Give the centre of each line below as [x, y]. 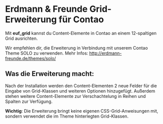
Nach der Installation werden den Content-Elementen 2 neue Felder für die [81, 86]
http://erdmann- [105, 53]
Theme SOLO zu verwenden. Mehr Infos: [47, 53]
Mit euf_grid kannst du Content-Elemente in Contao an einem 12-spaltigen [81, 33]
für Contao [81, 19]
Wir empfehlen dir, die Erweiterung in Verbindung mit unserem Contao [77, 48]
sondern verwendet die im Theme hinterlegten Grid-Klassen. [67, 116]
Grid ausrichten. [21, 38]
